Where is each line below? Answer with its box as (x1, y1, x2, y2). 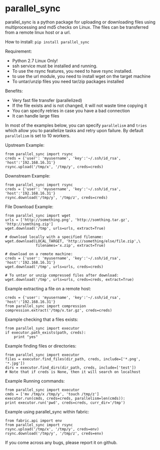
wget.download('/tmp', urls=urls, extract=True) (5, 226, 106, 231)
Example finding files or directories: (5, 343, 77, 349)
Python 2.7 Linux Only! (12, 58, 58, 63)
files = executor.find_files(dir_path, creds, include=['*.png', (5, 356, 140, 361)
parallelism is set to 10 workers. (5, 133, 71, 138)
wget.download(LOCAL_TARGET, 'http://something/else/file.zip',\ (5, 238, 140, 244)
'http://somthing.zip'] (5, 221, 54, 227)
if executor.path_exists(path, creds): (5, 330, 86, 335)
